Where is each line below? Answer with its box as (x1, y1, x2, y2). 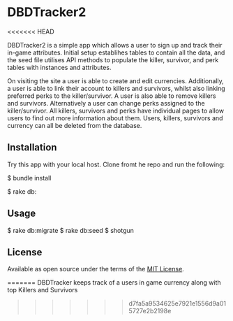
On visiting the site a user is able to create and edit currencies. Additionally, (7, 76, 225, 85)
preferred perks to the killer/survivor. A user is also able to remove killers (7, 92, 216, 100)
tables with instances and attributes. (7, 63, 112, 71)
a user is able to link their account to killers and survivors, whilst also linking (7, 84, 225, 92)
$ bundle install (7, 173, 52, 182)
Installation (7, 141, 57, 154)
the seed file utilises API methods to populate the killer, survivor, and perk (7, 55, 219, 64)
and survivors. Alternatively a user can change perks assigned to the (7, 99, 205, 107)
